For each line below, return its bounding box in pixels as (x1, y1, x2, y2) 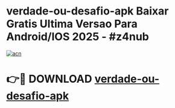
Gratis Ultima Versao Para (6, 17, 138, 31)
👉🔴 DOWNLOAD (6, 72, 92, 86)
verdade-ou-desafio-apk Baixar (6, 4, 169, 18)
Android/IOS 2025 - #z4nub (6, 30, 149, 43)
